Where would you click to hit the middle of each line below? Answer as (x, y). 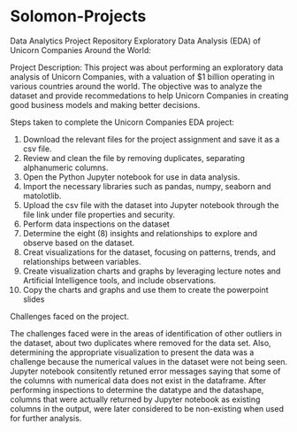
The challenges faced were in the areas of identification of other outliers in (146, 333)
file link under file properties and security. (99, 214)
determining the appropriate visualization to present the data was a (132, 352)
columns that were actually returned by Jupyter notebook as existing (135, 399)
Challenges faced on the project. (69, 316)
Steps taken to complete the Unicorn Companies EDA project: (122, 122)
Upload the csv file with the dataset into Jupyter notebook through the (151, 204)
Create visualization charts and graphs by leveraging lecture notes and (152, 271)
